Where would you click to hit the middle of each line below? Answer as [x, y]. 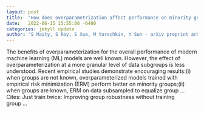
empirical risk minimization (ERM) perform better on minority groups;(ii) [96, 84]
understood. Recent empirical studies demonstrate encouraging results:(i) [99, 71]
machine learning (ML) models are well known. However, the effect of [93, 58]
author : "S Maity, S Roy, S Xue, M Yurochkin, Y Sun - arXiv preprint [97, 35]
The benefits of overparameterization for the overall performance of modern [102, 52]
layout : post [23, 12]
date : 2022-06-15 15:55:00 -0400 [51, 23]
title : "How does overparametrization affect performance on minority [99, 18]
